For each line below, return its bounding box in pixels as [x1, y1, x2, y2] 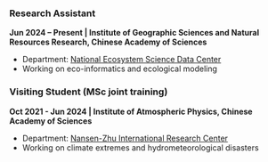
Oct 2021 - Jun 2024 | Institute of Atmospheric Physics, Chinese [9, 106, 253, 117]
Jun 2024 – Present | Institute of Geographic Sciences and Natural [9, 28, 260, 38]
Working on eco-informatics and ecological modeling [21, 63, 218, 74]
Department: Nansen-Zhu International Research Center [21, 133, 229, 143]
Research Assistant [9, 7, 96, 20]
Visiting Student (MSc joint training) [9, 85, 168, 98]
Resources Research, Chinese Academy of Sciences [9, 36, 207, 47]
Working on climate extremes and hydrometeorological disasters [21, 142, 260, 153]
